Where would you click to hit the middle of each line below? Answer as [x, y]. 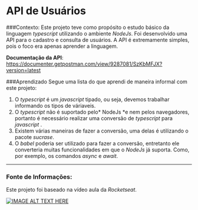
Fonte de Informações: [39, 177]
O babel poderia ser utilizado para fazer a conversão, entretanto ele [97, 143]
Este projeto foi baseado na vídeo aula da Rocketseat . [72, 190]
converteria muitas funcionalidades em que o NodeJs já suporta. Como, [102, 150]
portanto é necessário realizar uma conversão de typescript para [93, 118]
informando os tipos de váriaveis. [55, 105]
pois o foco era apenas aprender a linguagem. [62, 46]
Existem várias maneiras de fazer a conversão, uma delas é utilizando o [101, 131]
